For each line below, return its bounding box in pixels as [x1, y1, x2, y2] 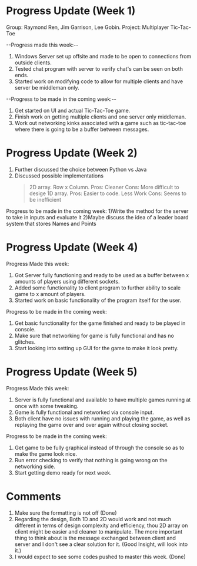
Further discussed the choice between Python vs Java [14, 166, 147, 173]
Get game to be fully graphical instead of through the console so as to [14, 444, 185, 451]
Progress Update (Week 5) [6, 366, 138, 379]
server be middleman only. [14, 84, 79, 91]
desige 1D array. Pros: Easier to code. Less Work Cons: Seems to [29, 190, 187, 197]
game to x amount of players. [14, 290, 86, 297]
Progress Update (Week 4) [6, 241, 138, 254]
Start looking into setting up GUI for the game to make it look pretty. [14, 344, 179, 351]
